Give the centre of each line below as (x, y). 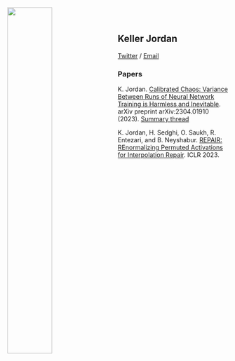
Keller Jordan (147, 39)
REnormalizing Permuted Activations (170, 148)
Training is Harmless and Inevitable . (169, 104)
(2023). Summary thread (153, 119)
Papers (130, 74)
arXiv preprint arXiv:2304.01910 (163, 111)
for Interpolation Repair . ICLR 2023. (168, 155)
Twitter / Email (138, 55)
